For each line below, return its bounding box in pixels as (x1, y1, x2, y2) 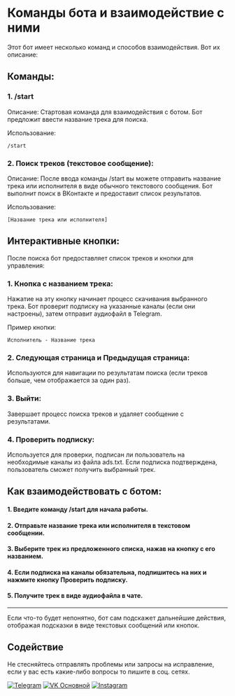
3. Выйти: (7, 394, 42, 403)
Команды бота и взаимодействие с (7, 5, 225, 21)
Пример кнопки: (7, 323, 57, 332)
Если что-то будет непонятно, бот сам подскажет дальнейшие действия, (7, 613, 226, 622)
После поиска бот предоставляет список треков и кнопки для (7, 253, 194, 262)
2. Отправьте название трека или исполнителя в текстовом (7, 521, 191, 529)
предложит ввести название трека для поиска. (7, 115, 148, 123)
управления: (7, 261, 45, 270)
